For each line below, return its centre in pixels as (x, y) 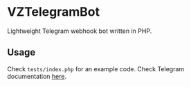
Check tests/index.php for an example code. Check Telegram (96, 69)
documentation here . (37, 76)
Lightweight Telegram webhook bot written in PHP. (80, 31)
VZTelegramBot (54, 12)
